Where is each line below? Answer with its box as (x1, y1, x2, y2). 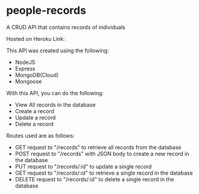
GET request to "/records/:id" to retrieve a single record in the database (14, 169, 193, 177)
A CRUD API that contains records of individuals (6, 23, 125, 31)
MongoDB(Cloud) (14, 71, 59, 78)
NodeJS (14, 58, 36, 66)
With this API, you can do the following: (6, 89, 104, 96)
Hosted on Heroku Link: (6, 35, 65, 42)
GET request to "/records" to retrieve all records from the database (14, 143, 182, 151)
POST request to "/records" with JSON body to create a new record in (14, 150, 189, 157)
